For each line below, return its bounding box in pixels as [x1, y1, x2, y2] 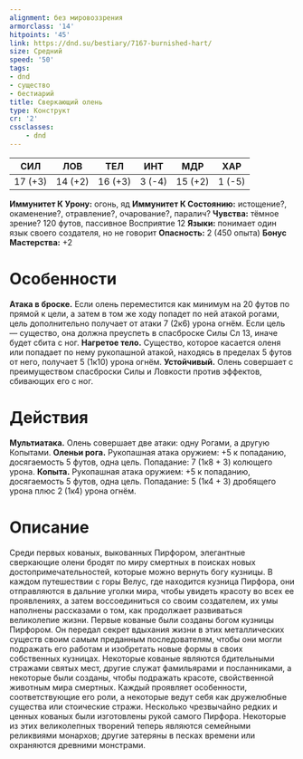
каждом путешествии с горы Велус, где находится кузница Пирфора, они [9, 576, 295, 587]
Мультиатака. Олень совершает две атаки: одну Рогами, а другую [9, 437, 270, 448]
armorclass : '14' [9, 22, 75, 31]
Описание [9, 517, 90, 537]
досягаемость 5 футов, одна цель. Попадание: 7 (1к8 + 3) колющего [9, 456, 273, 467]
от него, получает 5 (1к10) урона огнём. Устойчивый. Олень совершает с [9, 356, 294, 367]
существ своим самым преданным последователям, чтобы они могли [9, 633, 282, 644]
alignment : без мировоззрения [9, 13, 124, 23]
